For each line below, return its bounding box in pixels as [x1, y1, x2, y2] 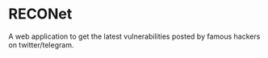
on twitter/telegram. [8, 39, 74, 49]
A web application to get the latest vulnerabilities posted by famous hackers [8, 31, 261, 41]
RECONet [8, 5, 73, 23]
